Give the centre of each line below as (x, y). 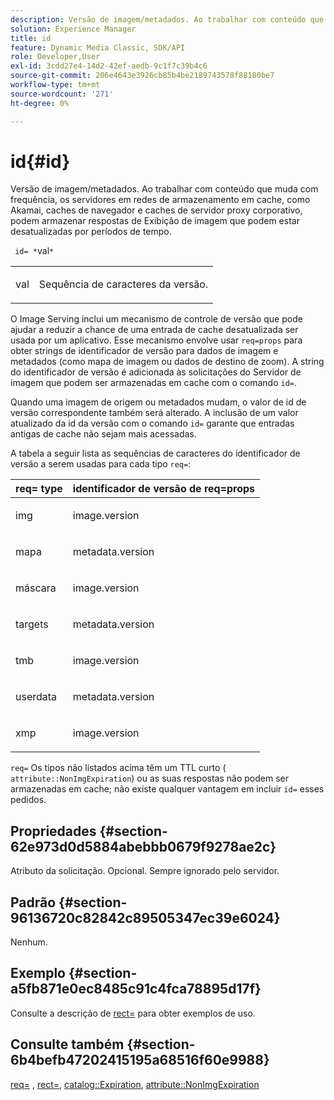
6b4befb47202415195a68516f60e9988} (140, 1060)
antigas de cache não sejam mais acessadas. (103, 434)
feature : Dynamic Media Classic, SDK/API (98, 47)
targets (32, 624)
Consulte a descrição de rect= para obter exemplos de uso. (133, 1013)
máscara (36, 588)
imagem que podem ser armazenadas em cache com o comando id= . (154, 383)
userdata (36, 697)
